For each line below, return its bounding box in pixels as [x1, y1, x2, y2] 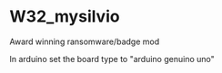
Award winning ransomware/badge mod [9, 36, 160, 47]
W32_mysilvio [9, 6, 120, 27]
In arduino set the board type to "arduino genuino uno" [9, 53, 216, 64]
